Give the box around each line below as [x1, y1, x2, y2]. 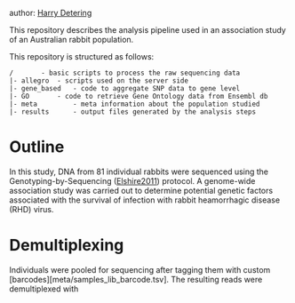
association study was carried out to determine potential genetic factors [9, 185, 274, 195]
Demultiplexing [9, 235, 124, 256]
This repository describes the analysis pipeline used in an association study [9, 25, 286, 35]
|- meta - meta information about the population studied [9, 100, 260, 108]
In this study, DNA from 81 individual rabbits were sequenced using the [9, 166, 269, 177]
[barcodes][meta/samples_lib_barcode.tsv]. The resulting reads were [9, 274, 263, 284]
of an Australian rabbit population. [9, 35, 134, 44]
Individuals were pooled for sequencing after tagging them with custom [9, 264, 271, 275]
